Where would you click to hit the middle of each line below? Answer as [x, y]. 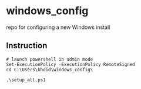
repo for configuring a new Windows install [58, 27]
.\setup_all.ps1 [26, 80]
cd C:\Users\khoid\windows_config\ [50, 70]
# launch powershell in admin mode [50, 59]
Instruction [27, 46]
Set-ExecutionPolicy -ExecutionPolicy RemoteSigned [70, 64]
